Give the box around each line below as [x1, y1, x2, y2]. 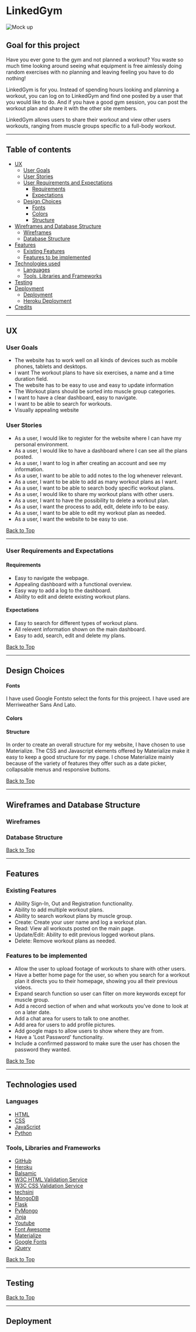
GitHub [14, 1157, 32, 1164]
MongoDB [14, 1194, 39, 1201]
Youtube [14, 1220, 35, 1227]
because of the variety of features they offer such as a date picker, [6, 760, 167, 767]
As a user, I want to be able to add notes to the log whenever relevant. [14, 472, 183, 479]
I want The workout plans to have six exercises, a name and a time [14, 369, 174, 376]
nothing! [6, 74, 26, 81]
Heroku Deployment [23, 297, 72, 304]
